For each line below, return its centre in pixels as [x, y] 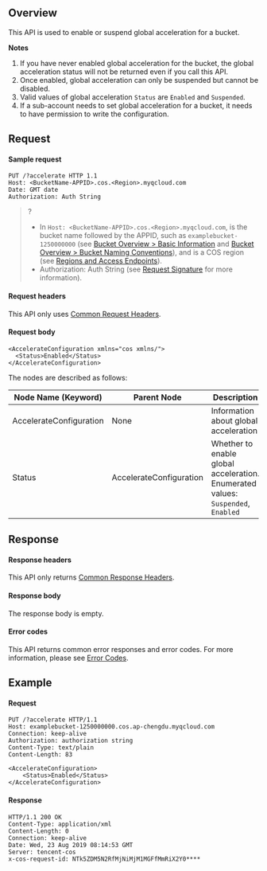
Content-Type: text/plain [51, 748]
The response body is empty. [56, 613]
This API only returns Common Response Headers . [91, 577]
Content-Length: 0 [39, 831]
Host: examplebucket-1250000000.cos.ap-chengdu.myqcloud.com [112, 727]
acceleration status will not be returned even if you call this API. [124, 72]
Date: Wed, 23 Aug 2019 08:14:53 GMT [71, 845]
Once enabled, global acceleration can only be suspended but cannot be [139, 80]
